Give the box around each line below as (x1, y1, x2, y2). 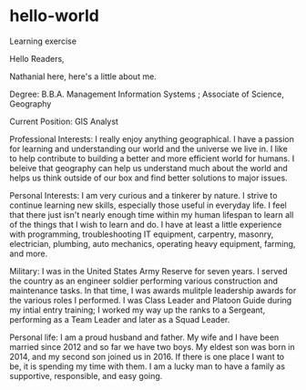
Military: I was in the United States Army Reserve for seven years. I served (9, 265, 288, 276)
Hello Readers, (9, 53, 66, 64)
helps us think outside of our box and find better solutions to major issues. (9, 172, 289, 183)
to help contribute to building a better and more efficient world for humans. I (9, 152, 295, 164)
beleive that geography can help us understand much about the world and (9, 162, 289, 173)
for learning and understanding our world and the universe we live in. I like (9, 143, 289, 154)
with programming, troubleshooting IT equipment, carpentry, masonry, (9, 229, 274, 240)
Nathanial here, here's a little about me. (9, 70, 157, 82)
